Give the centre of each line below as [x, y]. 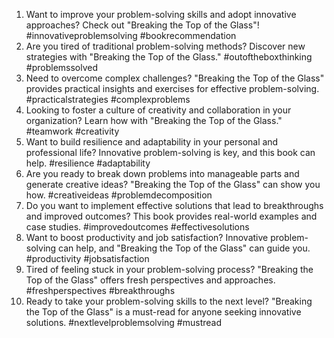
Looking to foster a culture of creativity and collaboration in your [158, 110]
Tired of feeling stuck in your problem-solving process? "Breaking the [169, 269]
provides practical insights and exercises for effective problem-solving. [172, 88]
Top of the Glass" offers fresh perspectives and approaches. [150, 280]
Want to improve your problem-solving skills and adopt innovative [161, 14]
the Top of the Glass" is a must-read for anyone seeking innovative [163, 312]
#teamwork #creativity [72, 131]
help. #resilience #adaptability [88, 163]
